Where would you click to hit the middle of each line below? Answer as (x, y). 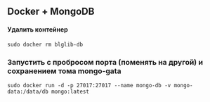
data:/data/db (28, 91)
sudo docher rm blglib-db (45, 44)
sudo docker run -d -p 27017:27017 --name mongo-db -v (89, 85)
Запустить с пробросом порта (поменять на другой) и (105, 62)
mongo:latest (71, 91)
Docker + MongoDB (51, 12)
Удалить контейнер (38, 29)
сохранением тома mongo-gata (64, 71)
